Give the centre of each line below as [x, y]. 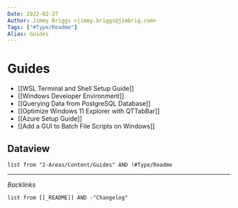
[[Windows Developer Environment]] [71, 96]
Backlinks [22, 185]
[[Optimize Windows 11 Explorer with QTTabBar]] [89, 111]
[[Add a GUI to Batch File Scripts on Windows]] [86, 126]
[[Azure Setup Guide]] [50, 119]
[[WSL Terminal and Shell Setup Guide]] [76, 89]
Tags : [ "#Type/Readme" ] [42, 27]
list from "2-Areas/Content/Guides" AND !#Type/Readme [90, 165]
